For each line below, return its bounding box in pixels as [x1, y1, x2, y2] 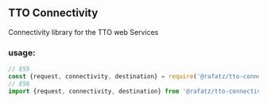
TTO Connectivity [8, 6, 99, 20]
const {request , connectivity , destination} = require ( [8, 72, 197, 80]
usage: [8, 47, 36, 58]
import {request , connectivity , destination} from [8, 87, 180, 95]
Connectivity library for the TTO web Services [8, 27, 159, 36]
